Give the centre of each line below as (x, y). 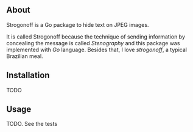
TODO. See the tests (32, 124)
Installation (28, 75)
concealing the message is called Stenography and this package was (93, 43)
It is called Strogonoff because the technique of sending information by (96, 37)
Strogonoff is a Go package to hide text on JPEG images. (78, 24)
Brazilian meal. (25, 56)
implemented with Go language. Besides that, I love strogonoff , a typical (97, 50)
